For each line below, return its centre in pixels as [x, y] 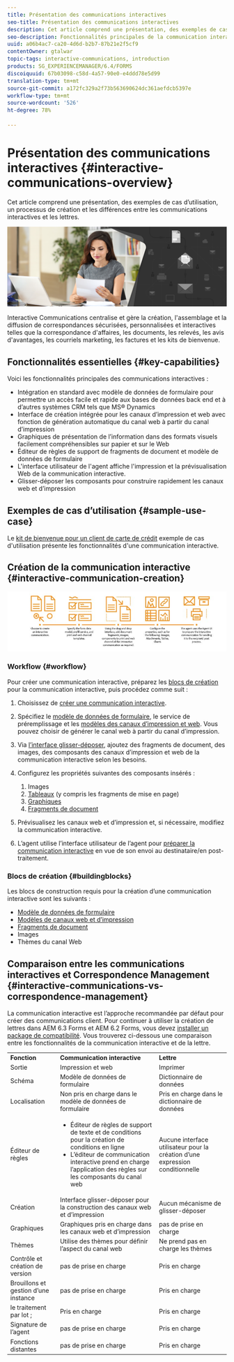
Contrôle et [26, 1258]
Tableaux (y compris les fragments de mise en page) [103, 794]
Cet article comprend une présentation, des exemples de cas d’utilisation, [113, 202]
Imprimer [172, 1067]
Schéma [22, 1080]
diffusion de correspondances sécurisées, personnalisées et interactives [111, 325]
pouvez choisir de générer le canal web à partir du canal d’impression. [118, 731]
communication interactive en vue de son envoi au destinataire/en [112, 850]
